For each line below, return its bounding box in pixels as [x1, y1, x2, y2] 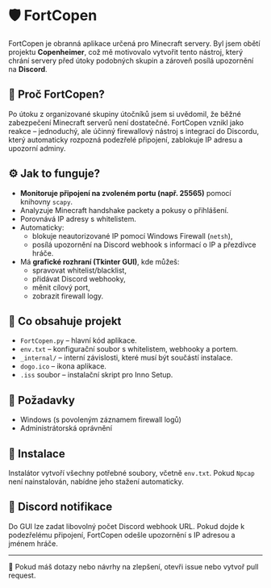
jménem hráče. [8, 538, 59, 548]
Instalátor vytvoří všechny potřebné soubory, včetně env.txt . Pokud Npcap [8, 469, 256, 477]
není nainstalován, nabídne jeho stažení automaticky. [8, 477, 184, 486]
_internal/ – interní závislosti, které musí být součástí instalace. [19, 352, 233, 363]
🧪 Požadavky [8, 393, 75, 407]
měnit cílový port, [31, 282, 90, 292]
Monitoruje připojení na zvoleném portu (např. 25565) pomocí [19, 188, 231, 198]
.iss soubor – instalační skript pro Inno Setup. [19, 370, 173, 380]
